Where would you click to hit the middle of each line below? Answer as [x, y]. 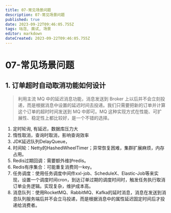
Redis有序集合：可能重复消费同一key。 [54, 167]
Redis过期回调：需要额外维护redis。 [51, 161]
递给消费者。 [26, 205]
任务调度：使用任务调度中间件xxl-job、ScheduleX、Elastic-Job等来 [83, 173]
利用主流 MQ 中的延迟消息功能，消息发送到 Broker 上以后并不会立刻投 [91, 99]
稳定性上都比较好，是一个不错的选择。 [72, 118]
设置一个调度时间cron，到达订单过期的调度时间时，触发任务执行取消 [94, 179]
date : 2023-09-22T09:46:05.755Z [40, 24]
